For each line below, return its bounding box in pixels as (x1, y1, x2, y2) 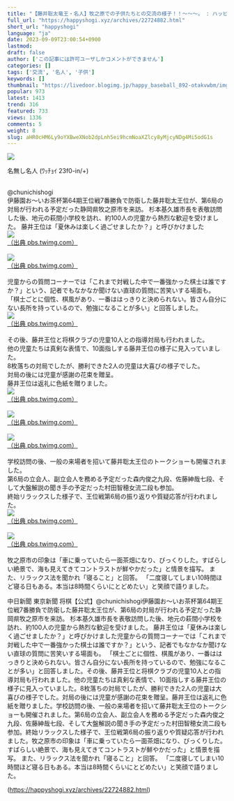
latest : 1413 (7, 95, 45, 102)
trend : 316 (7, 101, 39, 108)
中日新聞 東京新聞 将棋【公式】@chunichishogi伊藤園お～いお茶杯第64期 (7, 597, 217, 605)
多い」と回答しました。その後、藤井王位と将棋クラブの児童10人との (19, 667, 215, 675)
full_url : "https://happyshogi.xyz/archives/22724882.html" (7, 17, 186, 24)
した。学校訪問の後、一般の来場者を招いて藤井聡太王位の (37, 702, 203, 710)
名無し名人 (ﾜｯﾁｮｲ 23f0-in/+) (7, 167, 89, 175)
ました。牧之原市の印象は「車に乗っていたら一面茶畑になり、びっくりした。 (7, 737, 226, 745)
